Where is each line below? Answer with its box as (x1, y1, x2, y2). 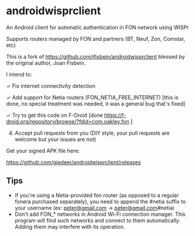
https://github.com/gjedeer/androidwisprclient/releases (6, 158, 141, 165)
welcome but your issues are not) (14, 135, 96, 143)
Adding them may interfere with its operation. (14, 223, 125, 230)
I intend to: (6, 71, 32, 78)
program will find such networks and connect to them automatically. (14, 216, 181, 224)
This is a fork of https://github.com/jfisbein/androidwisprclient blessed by (6, 53, 185, 60)
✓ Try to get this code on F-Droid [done (6, 111, 103, 119)
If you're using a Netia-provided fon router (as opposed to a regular (14, 192, 179, 199)
